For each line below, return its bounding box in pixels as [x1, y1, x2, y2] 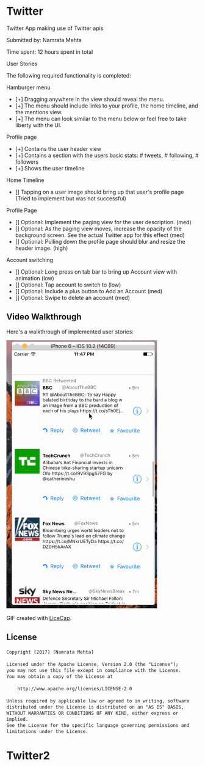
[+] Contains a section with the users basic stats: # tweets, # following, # [15, 151, 199, 159]
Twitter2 [6, 748, 50, 762]
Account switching [6, 256, 54, 263]
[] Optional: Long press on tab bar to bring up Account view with [15, 268, 178, 275]
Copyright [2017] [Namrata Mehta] [6, 649, 95, 655]
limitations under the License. [6, 728, 88, 734]
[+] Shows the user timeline [15, 164, 85, 172]
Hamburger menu [6, 84, 51, 91]
